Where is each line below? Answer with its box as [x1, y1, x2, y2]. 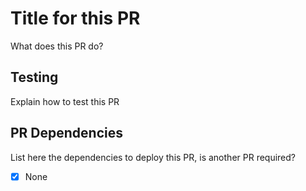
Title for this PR [10, 7, 141, 30]
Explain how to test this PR [10, 95, 120, 107]
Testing [10, 69, 59, 86]
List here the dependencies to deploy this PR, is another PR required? [10, 151, 297, 163]
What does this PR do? [10, 40, 104, 52]
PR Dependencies [10, 125, 124, 142]
